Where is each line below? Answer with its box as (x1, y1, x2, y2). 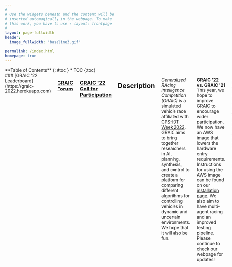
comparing (161, 182, 183, 188)
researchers (161, 145, 186, 151)
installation (196, 187, 219, 193)
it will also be (161, 230, 188, 236)
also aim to (196, 198, 219, 204)
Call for (80, 86, 98, 92)
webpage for (196, 251, 223, 257)
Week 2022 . (161, 124, 186, 130)
